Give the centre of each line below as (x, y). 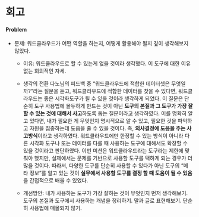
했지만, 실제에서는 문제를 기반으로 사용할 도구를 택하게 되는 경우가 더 (113, 158)
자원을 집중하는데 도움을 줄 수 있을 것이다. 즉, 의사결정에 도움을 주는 (108, 128)
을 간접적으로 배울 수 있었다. (56, 181)
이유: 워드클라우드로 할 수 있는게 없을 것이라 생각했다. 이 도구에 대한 (101, 64)
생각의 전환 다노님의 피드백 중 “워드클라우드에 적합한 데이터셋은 (96, 83)
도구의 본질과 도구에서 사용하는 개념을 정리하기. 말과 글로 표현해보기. (102, 201)
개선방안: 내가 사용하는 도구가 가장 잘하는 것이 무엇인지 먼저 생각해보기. (105, 193)
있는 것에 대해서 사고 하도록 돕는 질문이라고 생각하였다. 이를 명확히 (111, 113)
